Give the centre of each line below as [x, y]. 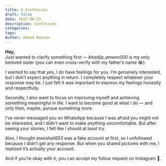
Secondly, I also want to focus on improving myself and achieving [72, 97]
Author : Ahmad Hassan [28, 38]
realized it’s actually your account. [40, 149]
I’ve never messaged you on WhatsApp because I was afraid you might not [82, 118]
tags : [11, 33]
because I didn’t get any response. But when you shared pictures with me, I [83, 143]
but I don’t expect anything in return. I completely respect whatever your [79, 77]
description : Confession [31, 24]
